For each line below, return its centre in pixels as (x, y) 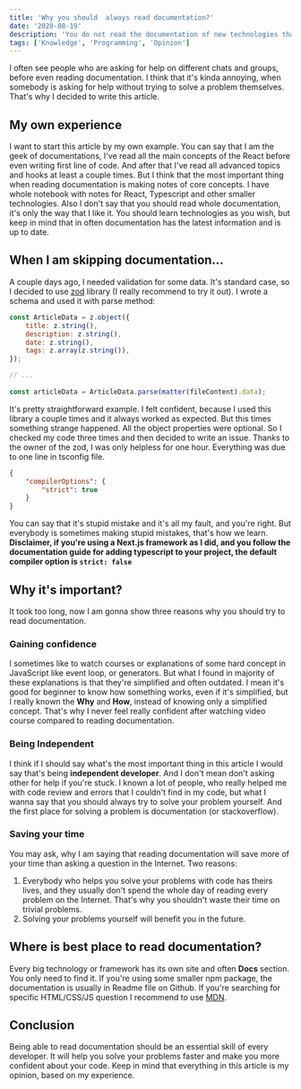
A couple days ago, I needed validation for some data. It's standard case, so (150, 281)
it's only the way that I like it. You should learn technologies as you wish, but (150, 213)
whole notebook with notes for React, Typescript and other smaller (133, 194)
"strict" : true (70, 489)
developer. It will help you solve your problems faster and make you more (145, 1056)
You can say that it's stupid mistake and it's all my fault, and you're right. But (150, 523)
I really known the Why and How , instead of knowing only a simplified (138, 702)
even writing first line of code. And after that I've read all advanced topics (145, 166)
